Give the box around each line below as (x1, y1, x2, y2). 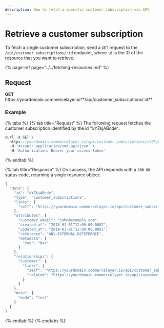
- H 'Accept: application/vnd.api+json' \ (9, 144, 95, 149)
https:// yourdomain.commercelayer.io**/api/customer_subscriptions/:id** (5, 96, 153, 103)
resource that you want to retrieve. (5, 55, 75, 61)
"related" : (26, 272, 49, 277)
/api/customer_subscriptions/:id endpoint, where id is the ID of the (5, 49, 143, 55)
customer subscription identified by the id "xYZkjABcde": (5, 125, 120, 131)
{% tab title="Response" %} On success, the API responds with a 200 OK (5, 167, 151, 173)
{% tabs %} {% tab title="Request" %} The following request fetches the (5, 120, 151, 126)
